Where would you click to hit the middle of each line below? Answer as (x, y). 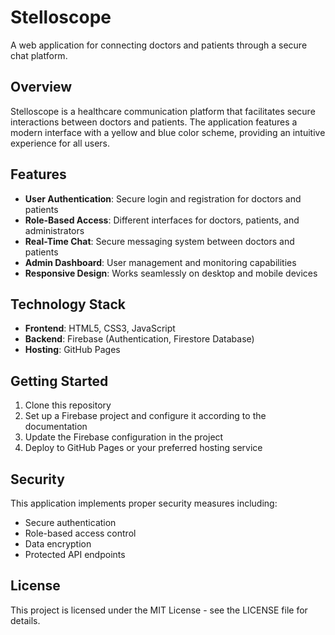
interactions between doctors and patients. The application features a (154, 122)
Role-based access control (80, 533)
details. (25, 620)
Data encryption (58, 544)
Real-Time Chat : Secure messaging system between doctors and (159, 241)
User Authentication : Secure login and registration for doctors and (163, 198)
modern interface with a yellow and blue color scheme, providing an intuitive (168, 132)
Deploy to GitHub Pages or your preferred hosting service (143, 448)
